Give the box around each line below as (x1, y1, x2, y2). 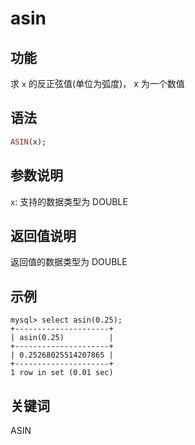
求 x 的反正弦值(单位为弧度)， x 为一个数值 (10, 78, 185, 89)
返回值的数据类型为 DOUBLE (10, 256, 128, 268)
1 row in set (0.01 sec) (10, 368, 114, 378)
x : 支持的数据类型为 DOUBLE (10, 195, 128, 207)
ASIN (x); (10, 137, 47, 147)
